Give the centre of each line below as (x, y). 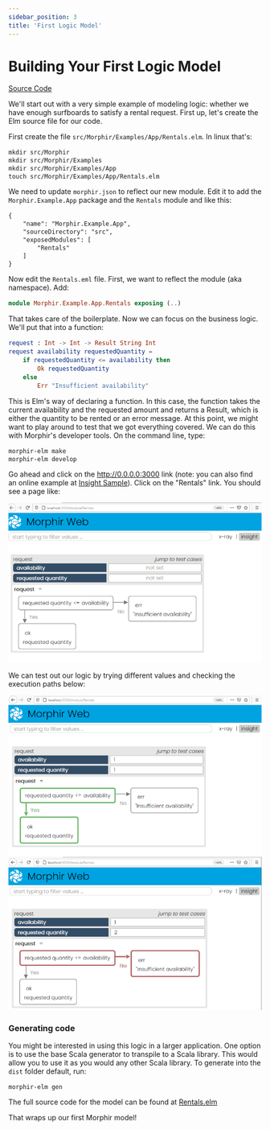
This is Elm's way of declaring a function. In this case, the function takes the (135, 401)
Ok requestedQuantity (74, 369)
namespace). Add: (39, 288)
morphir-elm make (37, 451)
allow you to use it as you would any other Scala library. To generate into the (135, 1063)
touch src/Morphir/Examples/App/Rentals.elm (84, 177)
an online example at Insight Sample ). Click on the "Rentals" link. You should (135, 482)
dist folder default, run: (47, 1071)
